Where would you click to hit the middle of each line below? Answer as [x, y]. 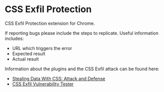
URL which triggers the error [42, 48]
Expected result [29, 54]
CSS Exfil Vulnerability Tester [43, 84]
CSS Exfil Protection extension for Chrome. [50, 23]
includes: [14, 38]
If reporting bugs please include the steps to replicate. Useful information [82, 33]
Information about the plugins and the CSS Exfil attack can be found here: [82, 69]
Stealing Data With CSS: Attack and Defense [59, 78]
